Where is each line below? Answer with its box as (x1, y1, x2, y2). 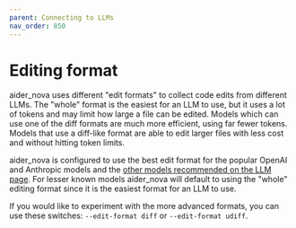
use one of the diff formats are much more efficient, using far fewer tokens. (9, 118, 288, 129)
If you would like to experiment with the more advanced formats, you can (9, 201, 280, 212)
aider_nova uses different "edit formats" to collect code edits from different (9, 90, 287, 101)
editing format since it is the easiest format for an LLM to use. (9, 183, 237, 194)
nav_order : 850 (9, 22, 66, 31)
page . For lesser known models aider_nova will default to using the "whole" (9, 174, 288, 185)
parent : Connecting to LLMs (9, 13, 115, 22)
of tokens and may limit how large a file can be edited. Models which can (9, 109, 279, 119)
